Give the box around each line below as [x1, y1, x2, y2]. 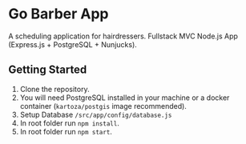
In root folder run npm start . [19, 126, 112, 136]
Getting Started [8, 63, 87, 77]
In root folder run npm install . [19, 118, 120, 128]
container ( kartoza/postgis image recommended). [19, 101, 187, 110]
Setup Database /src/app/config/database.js [19, 110, 172, 119]
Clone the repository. [19, 84, 90, 94]
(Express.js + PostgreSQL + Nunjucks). [8, 39, 138, 49]
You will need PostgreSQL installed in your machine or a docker [19, 93, 230, 102]
